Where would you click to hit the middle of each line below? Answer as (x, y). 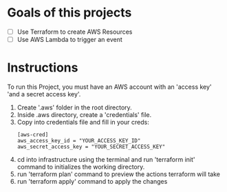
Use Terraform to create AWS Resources (75, 32)
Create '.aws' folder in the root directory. (74, 107)
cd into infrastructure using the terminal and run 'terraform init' (106, 159)
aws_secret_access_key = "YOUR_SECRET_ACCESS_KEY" (91, 147)
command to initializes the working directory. (81, 167)
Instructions (43, 68)
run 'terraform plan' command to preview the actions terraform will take (118, 174)
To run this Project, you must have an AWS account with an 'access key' (109, 87)
